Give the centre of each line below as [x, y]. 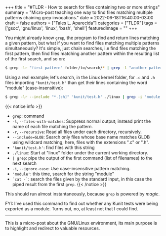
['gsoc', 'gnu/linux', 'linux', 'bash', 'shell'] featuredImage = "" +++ [71, 28]
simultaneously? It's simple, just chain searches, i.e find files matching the [81, 48]
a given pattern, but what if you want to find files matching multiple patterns [82, 43]
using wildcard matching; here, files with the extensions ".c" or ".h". [81, 142]
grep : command [28, 116]
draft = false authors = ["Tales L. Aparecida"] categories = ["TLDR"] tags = [81, 23]
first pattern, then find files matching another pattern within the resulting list [82, 53]
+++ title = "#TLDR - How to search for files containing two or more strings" [83, 7]
